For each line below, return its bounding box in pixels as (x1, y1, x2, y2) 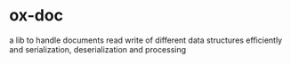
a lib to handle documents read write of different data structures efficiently (9, 35, 283, 45)
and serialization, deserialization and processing (9, 44, 187, 54)
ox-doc (9, 5, 64, 26)
